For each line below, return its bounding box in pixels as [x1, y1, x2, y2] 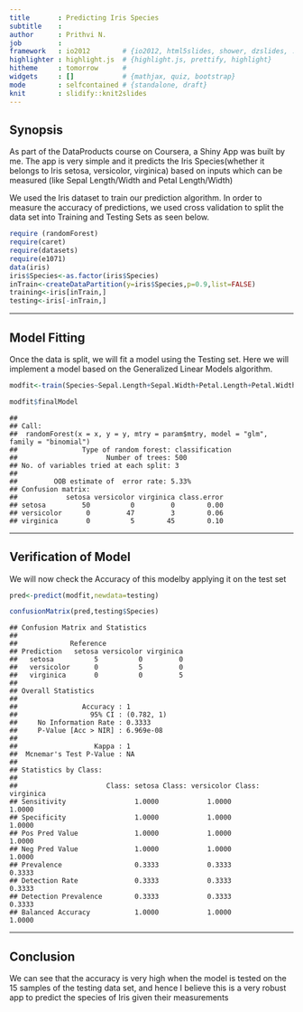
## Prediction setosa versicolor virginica [9, 647, 183, 656]
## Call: [9, 421, 42, 430]
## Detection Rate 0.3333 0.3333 [9, 876, 232, 885]
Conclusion [9, 949, 76, 964]
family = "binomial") [9, 437, 91, 446]
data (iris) [9, 263, 50, 272]
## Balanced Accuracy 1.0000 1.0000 [9, 908, 232, 917]
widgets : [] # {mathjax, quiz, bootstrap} [9, 72, 236, 81]
